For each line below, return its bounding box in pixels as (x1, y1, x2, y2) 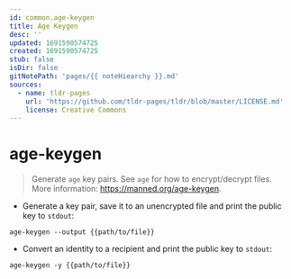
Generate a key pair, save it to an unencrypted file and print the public (22, 201, 282, 211)
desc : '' (9, 30, 42, 39)
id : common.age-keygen (9, 13, 95, 22)
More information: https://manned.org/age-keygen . (31, 184, 223, 194)
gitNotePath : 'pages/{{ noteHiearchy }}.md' (9, 72, 179, 81)
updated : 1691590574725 (9, 38, 99, 48)
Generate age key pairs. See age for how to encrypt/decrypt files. (31, 174, 272, 184)
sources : (9, 80, 42, 89)
